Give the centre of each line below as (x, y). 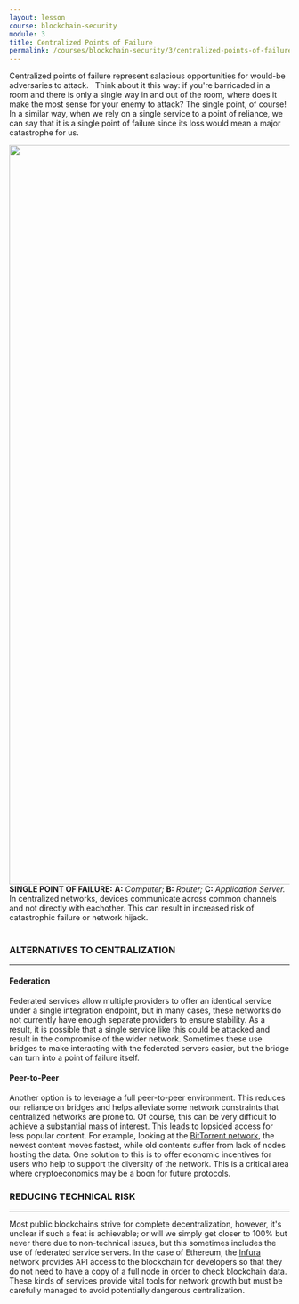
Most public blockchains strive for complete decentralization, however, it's (145, 1224)
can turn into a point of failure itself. (74, 1057)
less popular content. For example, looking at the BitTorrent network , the (142, 1135)
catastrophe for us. (44, 133)
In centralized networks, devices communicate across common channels (143, 899)
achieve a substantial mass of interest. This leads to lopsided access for (141, 1126)
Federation (30, 981)
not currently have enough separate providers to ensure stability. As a (137, 1019)
